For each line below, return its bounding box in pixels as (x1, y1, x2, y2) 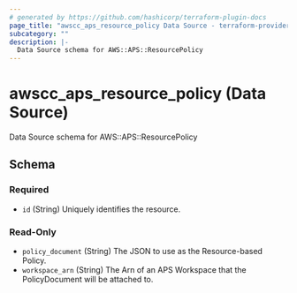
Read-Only (9, 226, 57, 238)
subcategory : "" (9, 29, 69, 38)
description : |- (9, 37, 69, 47)
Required (9, 184, 49, 196)
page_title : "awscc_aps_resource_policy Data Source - (9, 21, 216, 30)
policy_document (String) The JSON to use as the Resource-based (21, 246, 263, 257)
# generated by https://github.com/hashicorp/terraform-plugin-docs (9, 12, 267, 22)
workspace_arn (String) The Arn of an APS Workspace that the (21, 265, 247, 275)
